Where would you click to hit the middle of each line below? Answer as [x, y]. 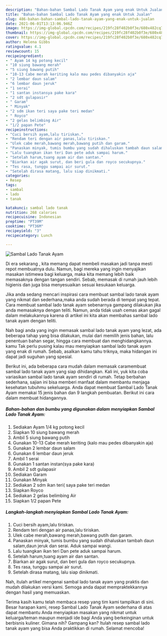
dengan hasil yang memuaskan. [38, 592]
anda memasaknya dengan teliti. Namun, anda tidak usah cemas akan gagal [83, 310]
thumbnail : [17, 33]
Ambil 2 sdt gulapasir [34, 469]
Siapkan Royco [28, 490]
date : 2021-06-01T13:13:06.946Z [39, 24]
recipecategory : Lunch [29, 235]
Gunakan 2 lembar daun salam [44, 448]
